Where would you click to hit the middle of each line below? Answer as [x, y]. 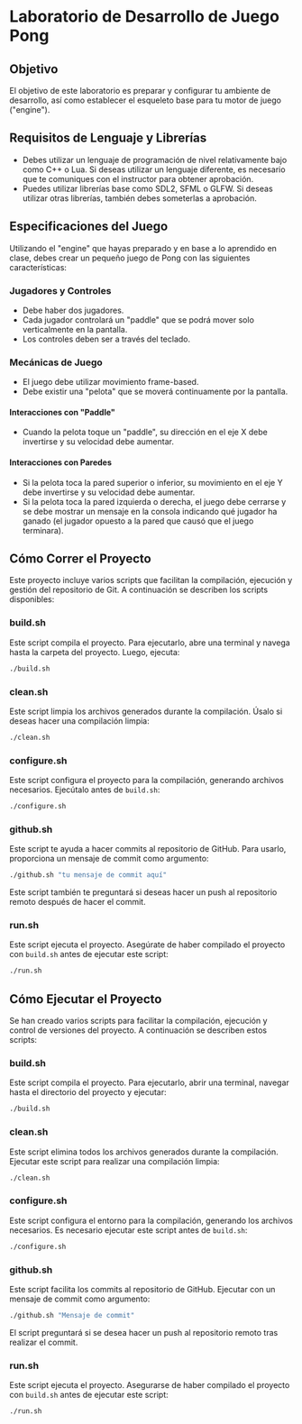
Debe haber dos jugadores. [73, 310]
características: [38, 267]
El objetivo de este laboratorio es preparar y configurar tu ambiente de [140, 91]
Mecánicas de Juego [56, 362]
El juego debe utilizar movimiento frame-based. [110, 382]
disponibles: [32, 599]
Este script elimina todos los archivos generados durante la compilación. [144, 1152]
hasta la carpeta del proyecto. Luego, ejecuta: [95, 652]
